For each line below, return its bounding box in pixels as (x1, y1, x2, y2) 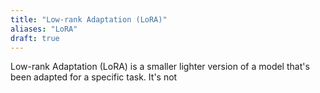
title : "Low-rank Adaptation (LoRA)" (10, 14, 168, 25)
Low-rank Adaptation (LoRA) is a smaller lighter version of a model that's (10, 61, 310, 73)
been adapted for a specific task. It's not (10, 71, 178, 83)
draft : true (10, 33, 60, 43)
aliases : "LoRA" (10, 24, 78, 34)
